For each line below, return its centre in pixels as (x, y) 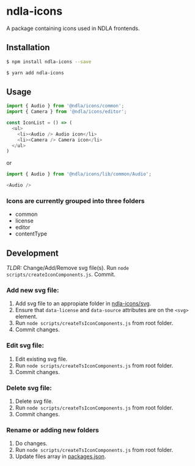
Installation (28, 48)
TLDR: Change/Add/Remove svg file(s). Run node (68, 268)
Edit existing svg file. (41, 359)
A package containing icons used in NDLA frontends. (73, 28)
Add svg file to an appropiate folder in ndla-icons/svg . (83, 304)
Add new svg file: (33, 291)
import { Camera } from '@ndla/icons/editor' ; (67, 112)
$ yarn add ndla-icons (35, 73)
